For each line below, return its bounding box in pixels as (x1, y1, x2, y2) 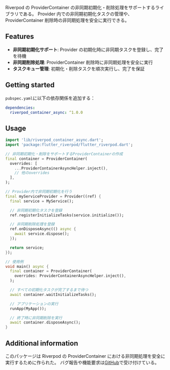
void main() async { (5, 264, 49, 269)
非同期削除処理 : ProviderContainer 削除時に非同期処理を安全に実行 (12, 59, 153, 65)
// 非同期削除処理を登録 (10, 221, 55, 227)
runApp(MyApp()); (10, 306, 47, 311)
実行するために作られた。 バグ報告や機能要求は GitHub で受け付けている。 (5, 359, 159, 365)
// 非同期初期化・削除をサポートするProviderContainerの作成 (5, 151, 123, 157)
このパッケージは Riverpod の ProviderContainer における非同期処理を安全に (5, 353, 165, 359)
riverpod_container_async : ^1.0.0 (10, 110, 83, 115)
